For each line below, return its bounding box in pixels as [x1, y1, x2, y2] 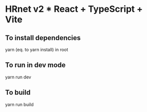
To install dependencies [5, 34, 81, 42]
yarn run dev [5, 74, 31, 80]
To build [5, 88, 31, 97]
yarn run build [5, 101, 34, 107]
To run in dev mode [5, 61, 66, 70]
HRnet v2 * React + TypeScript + [5, 3, 143, 15]
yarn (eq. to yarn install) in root [5, 47, 69, 52]
